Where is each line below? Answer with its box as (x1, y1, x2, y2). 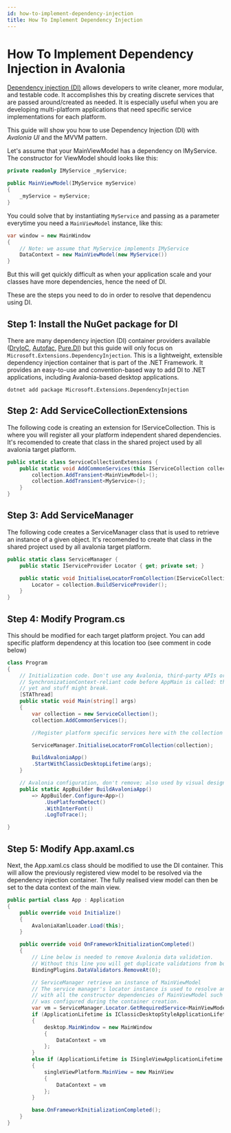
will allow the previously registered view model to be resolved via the (7, 869, 203, 877)
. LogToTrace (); (43, 811, 88, 818)
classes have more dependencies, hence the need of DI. (7, 278, 167, 286)
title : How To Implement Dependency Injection (7, 17, 143, 23)
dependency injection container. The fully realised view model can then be (7, 876, 219, 884)
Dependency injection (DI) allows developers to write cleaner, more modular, (7, 83, 224, 92)
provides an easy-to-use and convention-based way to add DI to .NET (7, 366, 206, 374)
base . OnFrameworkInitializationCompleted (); (32, 1107, 162, 1114)
